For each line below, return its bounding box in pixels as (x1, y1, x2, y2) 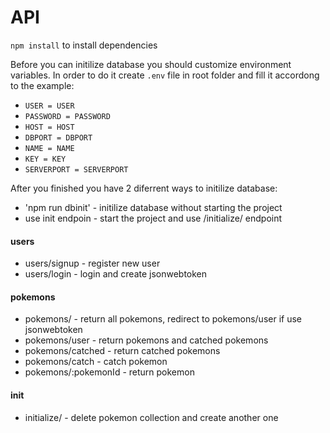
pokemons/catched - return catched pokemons (24, 345, 221, 357)
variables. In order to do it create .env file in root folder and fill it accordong (10, 69, 320, 81)
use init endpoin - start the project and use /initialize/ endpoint (24, 212, 283, 224)
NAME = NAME (24, 143, 75, 153)
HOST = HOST (24, 122, 75, 132)
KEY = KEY (24, 154, 67, 164)
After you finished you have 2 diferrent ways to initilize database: (10, 182, 278, 194)
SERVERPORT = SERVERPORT (24, 164, 129, 175)
